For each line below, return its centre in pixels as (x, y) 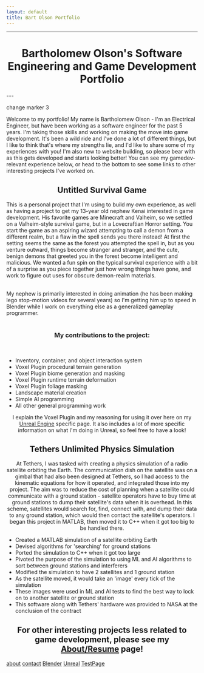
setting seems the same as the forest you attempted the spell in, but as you (100, 243)
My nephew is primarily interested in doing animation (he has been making (100, 294)
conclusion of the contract (48, 611)
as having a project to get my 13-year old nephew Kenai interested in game (100, 211)
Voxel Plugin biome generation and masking (70, 373)
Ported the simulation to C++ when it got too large (78, 553)
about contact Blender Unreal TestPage (56, 664)
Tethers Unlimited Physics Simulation (102, 449)
